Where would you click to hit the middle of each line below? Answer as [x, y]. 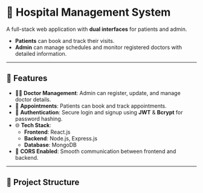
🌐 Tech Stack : [33, 125]
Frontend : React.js [47, 132]
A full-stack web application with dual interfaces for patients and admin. [97, 29]
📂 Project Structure [43, 182]
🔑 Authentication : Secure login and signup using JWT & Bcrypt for [99, 112]
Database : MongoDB [50, 145]
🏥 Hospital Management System [89, 12]
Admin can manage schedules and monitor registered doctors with [98, 47]
